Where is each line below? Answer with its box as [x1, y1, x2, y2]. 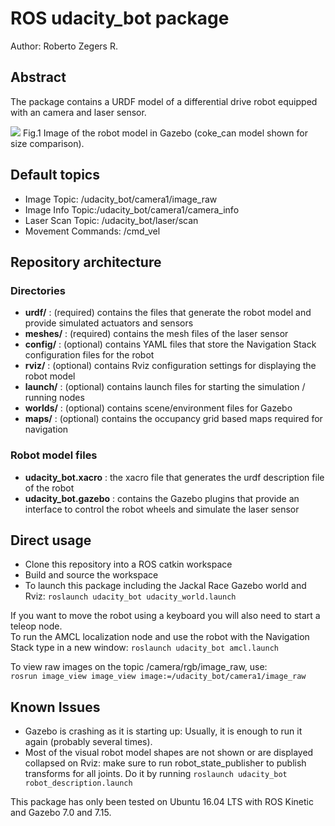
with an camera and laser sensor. [10, 106, 147, 118]
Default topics [10, 167, 100, 184]
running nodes [24, 392, 85, 404]
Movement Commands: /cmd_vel [24, 225, 161, 237]
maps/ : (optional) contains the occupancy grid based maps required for [24, 413, 323, 425]
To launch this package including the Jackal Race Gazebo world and [24, 580, 307, 592]
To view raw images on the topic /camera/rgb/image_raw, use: [10, 661, 268, 673]
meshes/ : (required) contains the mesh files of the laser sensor [24, 328, 289, 340]
